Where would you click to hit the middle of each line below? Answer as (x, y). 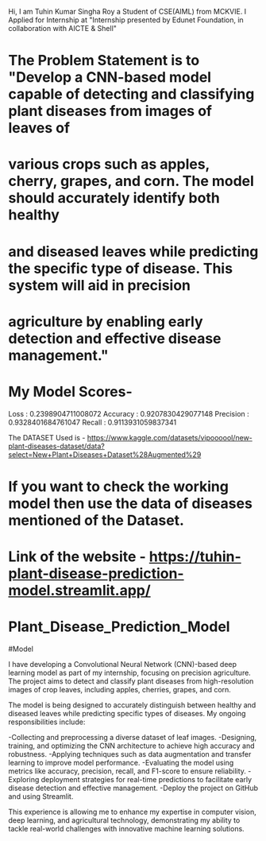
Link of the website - (77, 557)
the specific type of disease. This (120, 268)
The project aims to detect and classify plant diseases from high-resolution (131, 681)
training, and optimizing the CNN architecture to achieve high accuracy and (131, 746)
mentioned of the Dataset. (96, 520)
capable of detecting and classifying (131, 94)
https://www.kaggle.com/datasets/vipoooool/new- (170, 437)
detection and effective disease (115, 338)
